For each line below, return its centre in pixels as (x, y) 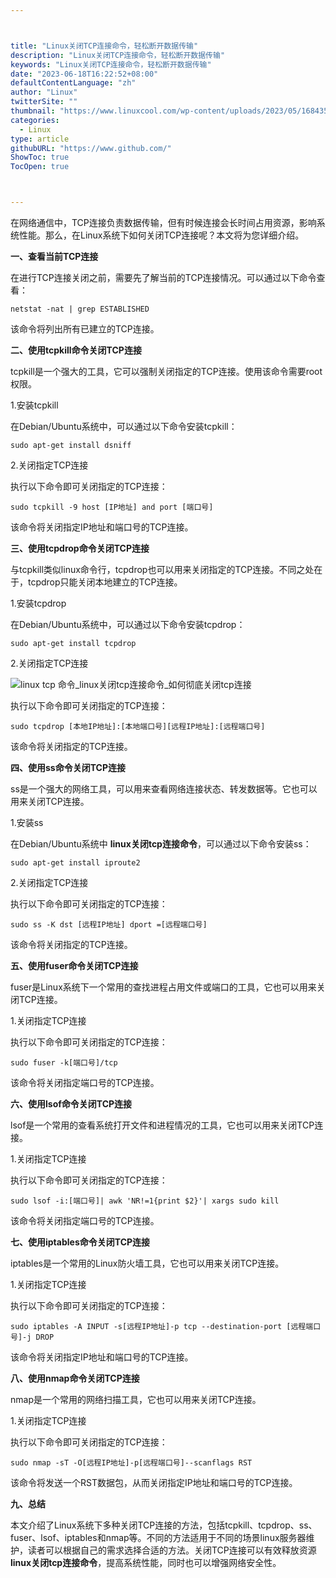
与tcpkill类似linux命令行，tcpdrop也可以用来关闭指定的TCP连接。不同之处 (162, 569)
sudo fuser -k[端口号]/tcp (64, 1063)
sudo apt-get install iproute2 (75, 863)
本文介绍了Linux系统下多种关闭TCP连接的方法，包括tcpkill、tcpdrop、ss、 (164, 1525)
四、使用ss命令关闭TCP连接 (68, 767)
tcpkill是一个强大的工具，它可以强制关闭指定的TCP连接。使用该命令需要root (166, 371)
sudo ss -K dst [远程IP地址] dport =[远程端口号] (109, 925)
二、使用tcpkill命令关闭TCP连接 (76, 350)
